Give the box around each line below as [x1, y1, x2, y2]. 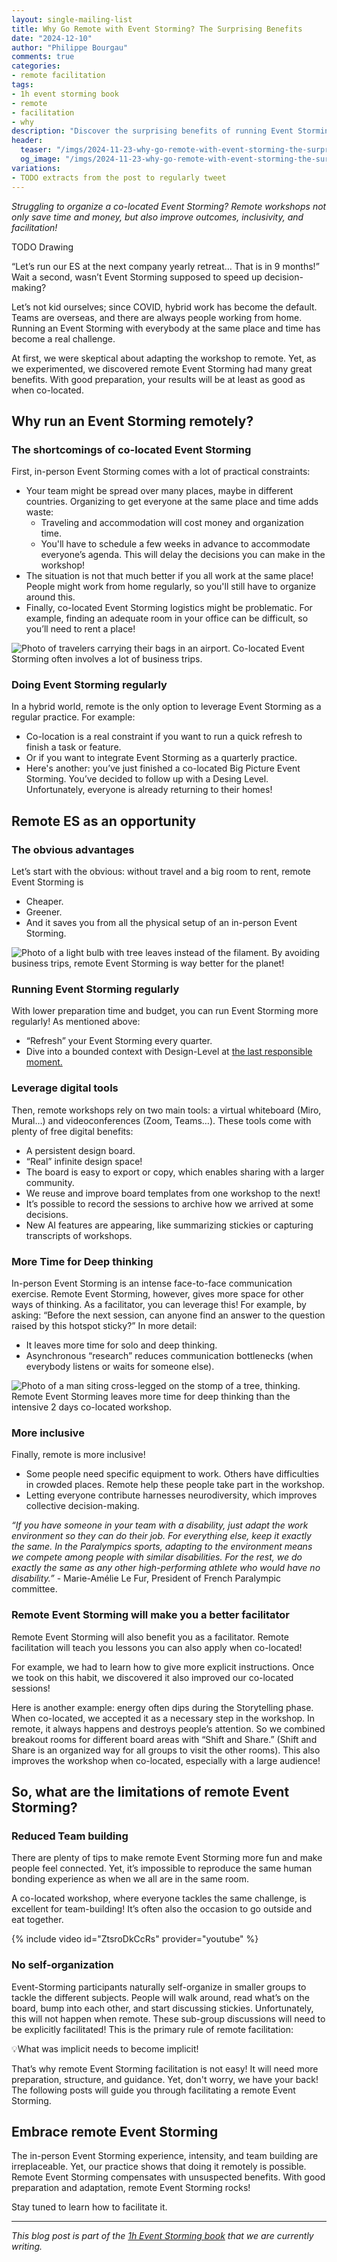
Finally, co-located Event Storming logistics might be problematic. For [25, 602, 313, 614]
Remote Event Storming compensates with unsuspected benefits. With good [11, 2171, 326, 2183]
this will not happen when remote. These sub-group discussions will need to [11, 2012, 326, 2025]
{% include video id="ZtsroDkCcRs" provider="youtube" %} [11, 1933, 259, 1945]
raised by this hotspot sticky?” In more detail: [11, 1320, 198, 1332]
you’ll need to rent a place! [25, 623, 136, 635]
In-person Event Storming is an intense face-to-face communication [11, 1277, 293, 1290]
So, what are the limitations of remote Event [11, 1784, 290, 1801]
